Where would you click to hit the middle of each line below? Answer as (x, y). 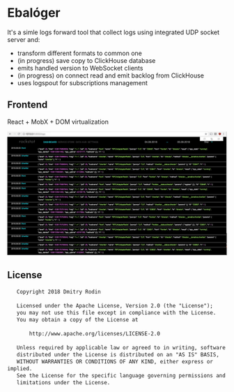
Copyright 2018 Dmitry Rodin (58, 292)
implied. (20, 369)
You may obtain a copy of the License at (77, 320)
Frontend (28, 105)
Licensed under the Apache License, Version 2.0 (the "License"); (115, 306)
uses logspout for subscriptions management (83, 82)
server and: (24, 39)
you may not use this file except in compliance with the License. (116, 313)
